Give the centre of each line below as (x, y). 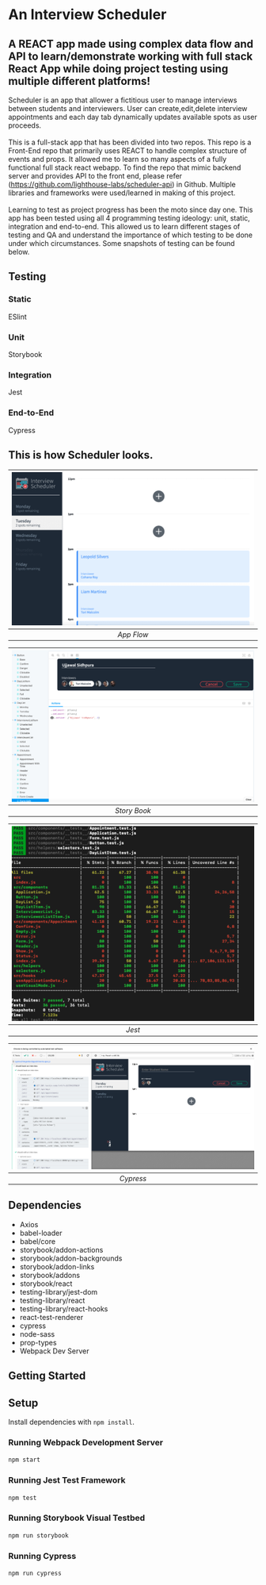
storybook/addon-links (57, 1266)
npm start (25, 1460)
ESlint (18, 317)
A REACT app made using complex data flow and (131, 44)
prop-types (38, 1342)
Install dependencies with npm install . (71, 1422)
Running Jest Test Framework (67, 1480)
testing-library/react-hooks (64, 1309)
